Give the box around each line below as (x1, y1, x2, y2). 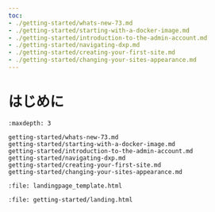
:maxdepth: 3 (8, 119, 52, 127)
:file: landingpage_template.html (8, 182, 123, 190)
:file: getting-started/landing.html (8, 195, 133, 203)
